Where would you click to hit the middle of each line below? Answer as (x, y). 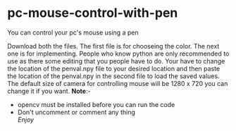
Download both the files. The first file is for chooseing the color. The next (113, 46)
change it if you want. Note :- (49, 91)
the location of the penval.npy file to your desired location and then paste (114, 68)
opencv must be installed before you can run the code (96, 104)
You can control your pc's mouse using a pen (73, 32)
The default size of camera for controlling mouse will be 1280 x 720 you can (118, 83)
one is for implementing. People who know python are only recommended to (118, 54)
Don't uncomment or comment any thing (76, 112)
